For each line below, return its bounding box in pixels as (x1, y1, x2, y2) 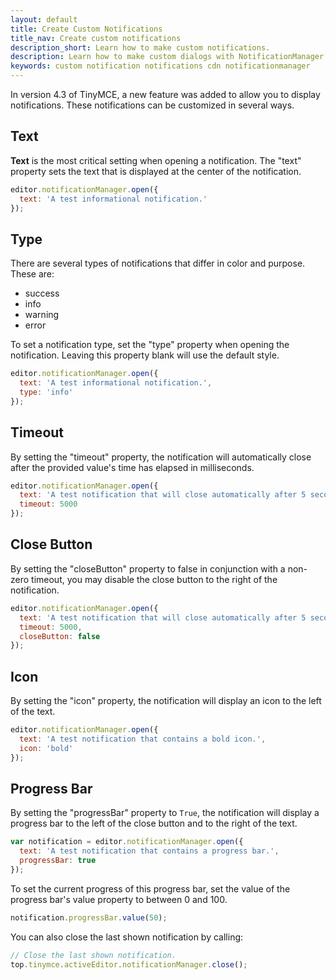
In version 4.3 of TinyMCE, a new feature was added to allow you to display (10, 89, 321, 100)
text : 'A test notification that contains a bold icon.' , (19, 734, 267, 744)
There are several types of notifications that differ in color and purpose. (10, 257, 306, 270)
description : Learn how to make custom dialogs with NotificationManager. (10, 52, 329, 62)
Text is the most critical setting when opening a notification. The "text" (10, 154, 302, 166)
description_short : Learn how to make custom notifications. (10, 42, 271, 53)
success (24, 287, 60, 300)
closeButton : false (19, 631, 101, 641)
